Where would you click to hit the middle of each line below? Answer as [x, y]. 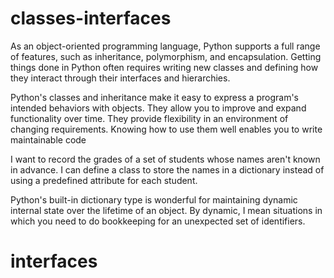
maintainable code [48, 139]
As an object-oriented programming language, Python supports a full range [165, 46]
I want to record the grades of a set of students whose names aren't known [165, 159]
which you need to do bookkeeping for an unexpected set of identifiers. [158, 221]
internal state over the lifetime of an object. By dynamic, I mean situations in [166, 210]
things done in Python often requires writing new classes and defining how [164, 67]
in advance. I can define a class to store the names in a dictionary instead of [167, 169]
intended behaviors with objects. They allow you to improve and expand [158, 108]
